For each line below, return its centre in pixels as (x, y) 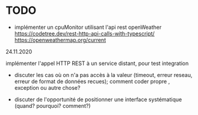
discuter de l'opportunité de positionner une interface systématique (98, 99)
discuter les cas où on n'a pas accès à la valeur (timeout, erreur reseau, (103, 75)
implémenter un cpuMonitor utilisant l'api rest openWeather (88, 27)
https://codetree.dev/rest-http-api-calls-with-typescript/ (84, 33)
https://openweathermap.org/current (60, 40)
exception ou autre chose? (47, 87)
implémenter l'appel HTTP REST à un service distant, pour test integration (97, 63)
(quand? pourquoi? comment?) (52, 105)
